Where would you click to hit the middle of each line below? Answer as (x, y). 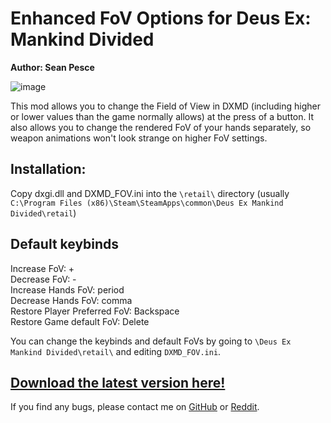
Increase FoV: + (42, 268)
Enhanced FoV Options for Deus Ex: (161, 18)
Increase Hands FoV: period (67, 289)
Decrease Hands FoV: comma (71, 300)
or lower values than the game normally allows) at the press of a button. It (162, 116)
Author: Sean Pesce (52, 67)
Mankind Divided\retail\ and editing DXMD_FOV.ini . (116, 351)
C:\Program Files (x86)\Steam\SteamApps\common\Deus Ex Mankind (147, 203)
